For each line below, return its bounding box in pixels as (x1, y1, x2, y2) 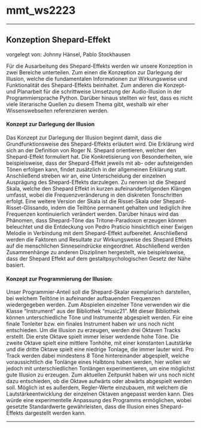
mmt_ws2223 (6, 4, 76, 17)
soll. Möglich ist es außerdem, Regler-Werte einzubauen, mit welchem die (6, 384, 188, 391)
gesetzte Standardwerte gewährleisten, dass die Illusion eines (6, 403, 159, 411)
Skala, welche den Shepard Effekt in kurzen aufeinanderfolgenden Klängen (6, 185, 191, 192)
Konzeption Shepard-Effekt (6, 35, 111, 45)
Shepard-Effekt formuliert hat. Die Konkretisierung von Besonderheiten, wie (6, 153, 193, 160)
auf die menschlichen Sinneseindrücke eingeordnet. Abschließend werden (6, 242, 190, 249)
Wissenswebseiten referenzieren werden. (6, 107, 109, 114)
